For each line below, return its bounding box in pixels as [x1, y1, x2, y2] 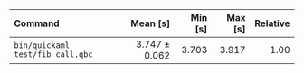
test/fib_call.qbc [14, 50, 93, 59]
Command [14, 17, 61, 30]
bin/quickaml [14, 41, 71, 50]
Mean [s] [130, 17, 170, 30]
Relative [254, 17, 290, 30]
